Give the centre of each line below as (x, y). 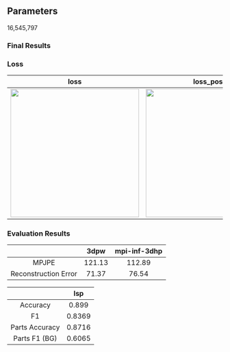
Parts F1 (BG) (35, 338)
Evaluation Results (39, 234)
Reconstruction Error (44, 274)
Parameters (33, 11)
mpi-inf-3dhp (139, 251)
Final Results (29, 45)
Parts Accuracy (35, 327)
